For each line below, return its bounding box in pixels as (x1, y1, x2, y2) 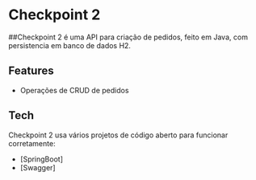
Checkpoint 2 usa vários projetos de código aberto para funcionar (8, 130, 229, 140)
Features (8, 64, 54, 78)
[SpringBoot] (19, 154, 63, 164)
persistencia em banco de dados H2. (8, 40, 132, 50)
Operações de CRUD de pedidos (19, 85, 129, 95)
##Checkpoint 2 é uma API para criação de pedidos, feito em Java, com (8, 32, 249, 42)
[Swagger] (19, 162, 56, 172)
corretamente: (8, 138, 56, 148)
